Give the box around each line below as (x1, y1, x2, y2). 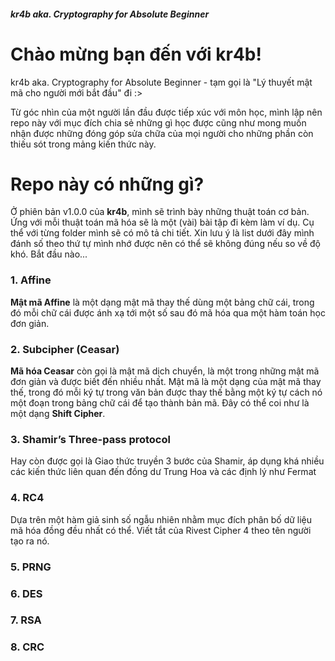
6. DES (10, 586, 43, 600)
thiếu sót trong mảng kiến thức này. (10, 138, 157, 150)
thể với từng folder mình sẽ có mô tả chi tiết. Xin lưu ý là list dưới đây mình (10, 227, 315, 239)
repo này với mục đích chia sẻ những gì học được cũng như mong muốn (10, 116, 307, 129)
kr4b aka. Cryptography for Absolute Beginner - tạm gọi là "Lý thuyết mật (10, 76, 313, 88)
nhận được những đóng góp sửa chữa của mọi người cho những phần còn (10, 127, 314, 139)
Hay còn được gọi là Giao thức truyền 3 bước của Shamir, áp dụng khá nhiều (10, 455, 325, 467)
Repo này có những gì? (10, 173, 205, 195)
